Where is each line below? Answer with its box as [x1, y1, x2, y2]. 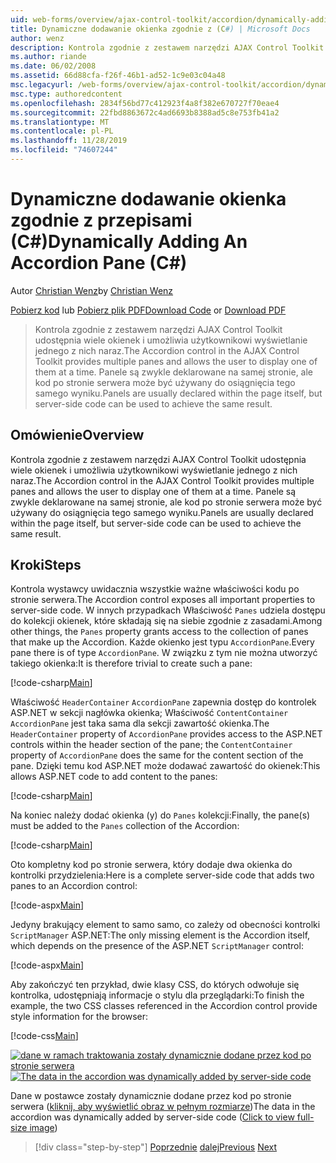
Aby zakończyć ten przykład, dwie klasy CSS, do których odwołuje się [10, 979, 300, 991]
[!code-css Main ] [10, 1030, 79, 1042]
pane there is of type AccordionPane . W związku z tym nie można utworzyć [10, 647, 318, 659]
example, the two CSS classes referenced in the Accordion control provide [10, 1000, 318, 1012]
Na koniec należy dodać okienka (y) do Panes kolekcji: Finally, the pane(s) [10, 809, 311, 821]
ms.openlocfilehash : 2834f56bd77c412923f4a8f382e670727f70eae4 [10, 98, 280, 108]
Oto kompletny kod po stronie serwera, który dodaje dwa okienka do [10, 859, 293, 871]
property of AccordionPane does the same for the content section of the [10, 749, 304, 761]
